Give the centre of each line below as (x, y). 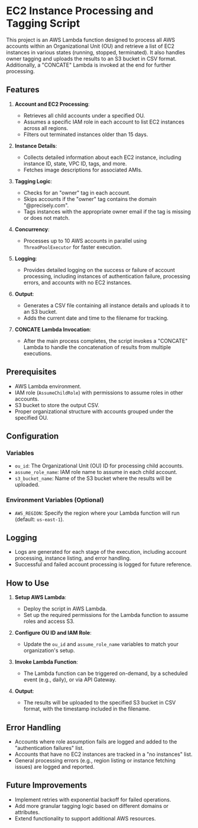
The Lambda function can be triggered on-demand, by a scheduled (106, 673)
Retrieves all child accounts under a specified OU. (84, 115)
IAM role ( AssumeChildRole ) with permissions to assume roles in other (99, 392)
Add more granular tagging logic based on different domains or (92, 806)
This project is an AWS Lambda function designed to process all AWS (91, 40)
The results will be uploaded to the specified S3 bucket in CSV (100, 703)
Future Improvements (47, 785)
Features (23, 90)
